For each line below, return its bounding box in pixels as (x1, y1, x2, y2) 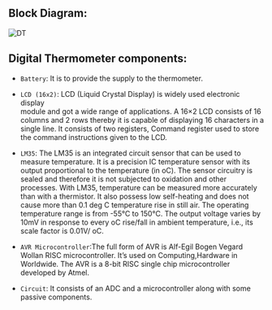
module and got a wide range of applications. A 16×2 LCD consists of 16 (19, 106, 261, 116)
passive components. (19, 292, 93, 302)
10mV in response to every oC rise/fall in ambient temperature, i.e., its (19, 217, 253, 227)
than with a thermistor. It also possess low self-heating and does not (19, 191, 249, 201)
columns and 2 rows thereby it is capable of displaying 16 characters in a (19, 115, 265, 124)
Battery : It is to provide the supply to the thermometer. (19, 73, 203, 83)
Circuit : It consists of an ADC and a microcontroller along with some (19, 283, 252, 293)
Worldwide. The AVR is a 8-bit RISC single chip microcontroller (19, 259, 231, 269)
